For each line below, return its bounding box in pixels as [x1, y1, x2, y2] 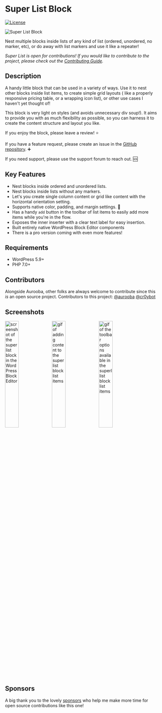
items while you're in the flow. [12, 214, 72, 220]
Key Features [5, 170, 46, 179]
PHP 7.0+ [12, 262, 30, 267]
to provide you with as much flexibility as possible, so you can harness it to [5, 115, 155, 121]
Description [5, 72, 41, 81]
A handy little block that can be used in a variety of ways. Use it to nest [5, 85, 147, 91]
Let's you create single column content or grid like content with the [12, 193, 146, 199]
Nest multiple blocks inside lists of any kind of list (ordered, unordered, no [5, 38, 152, 44]
